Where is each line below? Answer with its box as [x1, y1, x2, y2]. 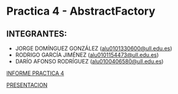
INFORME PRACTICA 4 [6, 70, 64, 77]
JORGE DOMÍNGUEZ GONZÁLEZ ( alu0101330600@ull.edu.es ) [15, 45, 172, 52]
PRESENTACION [6, 81, 48, 89]
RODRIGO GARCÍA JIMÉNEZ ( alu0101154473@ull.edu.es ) [15, 51, 159, 59]
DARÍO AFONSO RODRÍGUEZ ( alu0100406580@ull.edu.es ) [15, 58, 164, 65]
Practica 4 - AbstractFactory [6, 4, 155, 18]
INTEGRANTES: [6, 29, 68, 39]
